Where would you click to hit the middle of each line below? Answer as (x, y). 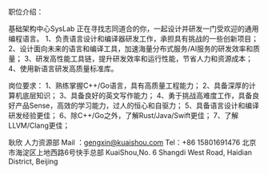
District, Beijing (33, 161)
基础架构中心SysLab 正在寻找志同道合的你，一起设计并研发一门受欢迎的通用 (134, 29)
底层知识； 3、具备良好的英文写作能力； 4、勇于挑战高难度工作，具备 (137, 95)
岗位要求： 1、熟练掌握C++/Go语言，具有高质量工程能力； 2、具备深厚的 (129, 85)
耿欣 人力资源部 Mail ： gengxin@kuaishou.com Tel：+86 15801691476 (124, 142)
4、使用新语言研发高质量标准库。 (63, 69)
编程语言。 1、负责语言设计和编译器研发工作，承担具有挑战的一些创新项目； (133, 39)
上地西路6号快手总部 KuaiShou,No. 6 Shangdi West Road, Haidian (144, 152)
